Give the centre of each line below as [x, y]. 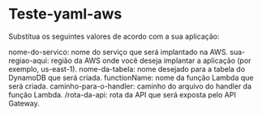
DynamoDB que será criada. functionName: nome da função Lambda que [131, 77]
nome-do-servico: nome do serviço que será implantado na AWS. [118, 52]
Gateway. [24, 103]
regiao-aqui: [29, 60]
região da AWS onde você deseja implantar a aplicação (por [151, 60]
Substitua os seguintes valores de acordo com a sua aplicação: [114, 36]
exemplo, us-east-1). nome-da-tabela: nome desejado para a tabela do [127, 68]
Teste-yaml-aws [65, 14]
